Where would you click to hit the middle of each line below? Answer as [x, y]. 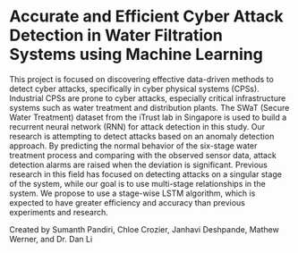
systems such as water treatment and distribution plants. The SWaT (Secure [149, 107]
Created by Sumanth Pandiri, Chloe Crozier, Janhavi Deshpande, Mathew [144, 229]
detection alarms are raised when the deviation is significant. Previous [139, 164]
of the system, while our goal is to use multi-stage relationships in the [137, 183]
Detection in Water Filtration [116, 35]
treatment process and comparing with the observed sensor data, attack [143, 155]
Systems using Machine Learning [136, 55]
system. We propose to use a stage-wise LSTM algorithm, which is [132, 193]
